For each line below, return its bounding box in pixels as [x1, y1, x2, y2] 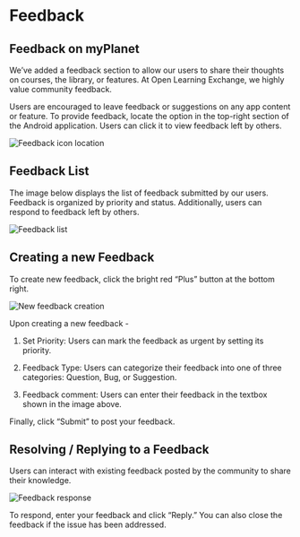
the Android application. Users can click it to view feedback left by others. [9, 120, 282, 131]
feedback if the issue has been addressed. [9, 519, 167, 530]
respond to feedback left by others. [9, 206, 140, 217]
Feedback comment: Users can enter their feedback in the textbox [21, 389, 268, 400]
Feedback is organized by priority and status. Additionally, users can [9, 196, 262, 207]
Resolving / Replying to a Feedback [9, 442, 210, 457]
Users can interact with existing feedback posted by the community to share [9, 465, 291, 476]
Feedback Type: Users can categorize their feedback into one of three [21, 362, 282, 373]
